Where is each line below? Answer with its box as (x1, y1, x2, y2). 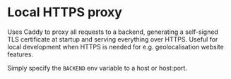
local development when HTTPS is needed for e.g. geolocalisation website (7, 42, 224, 51)
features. (7, 50, 34, 59)
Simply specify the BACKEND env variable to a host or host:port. (7, 63, 187, 72)
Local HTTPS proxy (7, 4, 122, 20)
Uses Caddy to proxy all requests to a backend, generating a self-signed (7, 28, 219, 36)
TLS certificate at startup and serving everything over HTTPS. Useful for (7, 35, 218, 43)
